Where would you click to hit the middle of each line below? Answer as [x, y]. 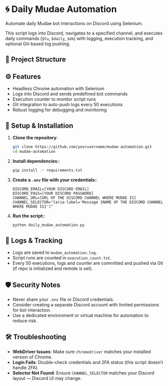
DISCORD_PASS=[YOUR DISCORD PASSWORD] [53, 193]
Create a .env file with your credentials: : [55, 180]
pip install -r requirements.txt [47, 170]
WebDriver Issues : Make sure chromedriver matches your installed [81, 351]
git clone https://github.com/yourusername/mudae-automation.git [82, 147]
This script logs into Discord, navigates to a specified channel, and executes [84, 33]
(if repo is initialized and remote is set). [53, 268]
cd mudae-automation [34, 151]
